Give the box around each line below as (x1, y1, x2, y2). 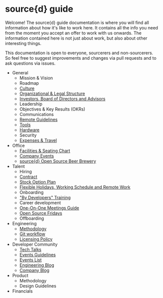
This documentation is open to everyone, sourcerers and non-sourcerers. (5, 50, 153, 56)
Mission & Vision (19, 75, 53, 81)
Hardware (19, 127, 40, 133)
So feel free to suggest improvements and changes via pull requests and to (5, 55, 157, 61)
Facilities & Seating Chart (19, 148, 70, 154)
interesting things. (5, 40, 42, 46)
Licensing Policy (19, 236, 53, 242)
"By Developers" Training (19, 194, 71, 200)
